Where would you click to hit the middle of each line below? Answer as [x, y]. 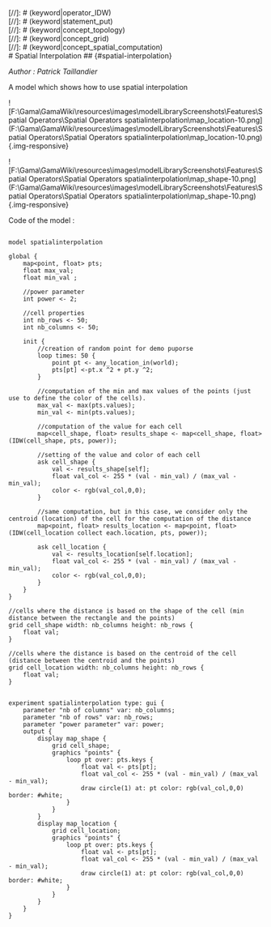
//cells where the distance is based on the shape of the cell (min [126, 611]
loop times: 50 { [66, 356]
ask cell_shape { [66, 462]
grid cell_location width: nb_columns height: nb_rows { [106, 668]
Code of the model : [42, 220]
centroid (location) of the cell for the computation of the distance [130, 519]
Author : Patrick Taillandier [53, 71]
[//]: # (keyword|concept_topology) [67, 30]
